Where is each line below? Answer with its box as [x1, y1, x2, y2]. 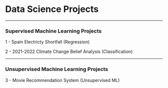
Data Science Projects [5, 3, 99, 15]
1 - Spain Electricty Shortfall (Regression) [5, 39, 90, 45]
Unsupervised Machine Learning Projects [5, 66, 108, 73]
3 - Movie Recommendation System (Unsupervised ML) [5, 77, 120, 83]
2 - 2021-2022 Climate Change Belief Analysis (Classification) [5, 48, 133, 54]
